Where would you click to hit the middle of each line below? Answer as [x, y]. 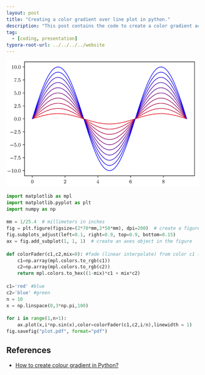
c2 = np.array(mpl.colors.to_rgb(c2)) [64, 267]
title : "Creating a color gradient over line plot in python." [88, 19]
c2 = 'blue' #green [28, 293]
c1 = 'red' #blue [26, 286]
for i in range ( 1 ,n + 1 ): [37, 319]
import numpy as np [31, 209]
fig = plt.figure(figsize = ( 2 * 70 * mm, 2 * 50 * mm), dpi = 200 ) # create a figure [103, 228]
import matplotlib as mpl [39, 196]
